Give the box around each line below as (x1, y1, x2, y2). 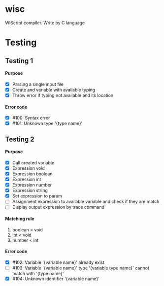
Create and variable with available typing (12, 87, 95, 93)
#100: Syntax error (12, 115, 50, 121)
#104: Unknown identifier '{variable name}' (12, 276, 100, 282)
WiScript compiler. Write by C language (5, 20, 85, 26)
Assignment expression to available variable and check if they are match (12, 198, 160, 205)
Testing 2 (5, 135, 34, 143)
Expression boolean (12, 171, 53, 177)
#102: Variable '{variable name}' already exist (12, 259, 105, 265)
